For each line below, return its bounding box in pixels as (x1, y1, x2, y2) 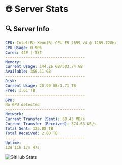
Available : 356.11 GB (5, 69, 51, 74)
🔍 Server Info (5, 24, 50, 33)
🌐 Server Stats (5, 3, 69, 15)
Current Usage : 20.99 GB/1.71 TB (5, 83, 76, 88)
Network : (5, 112, 24, 117)
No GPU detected (5, 102, 40, 107)
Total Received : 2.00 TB (5, 131, 58, 136)
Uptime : (5, 140, 22, 146)
